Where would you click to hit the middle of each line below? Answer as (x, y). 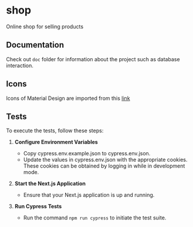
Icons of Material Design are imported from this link (68, 98)
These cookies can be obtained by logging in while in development (104, 166)
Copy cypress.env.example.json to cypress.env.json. (87, 153)
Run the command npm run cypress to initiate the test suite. (95, 218)
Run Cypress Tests (38, 206)
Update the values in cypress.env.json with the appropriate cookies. (105, 160)
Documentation (35, 45)
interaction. (20, 65)
